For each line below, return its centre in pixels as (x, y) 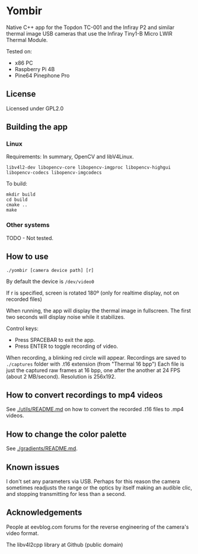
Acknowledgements (44, 513)
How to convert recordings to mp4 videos (84, 395)
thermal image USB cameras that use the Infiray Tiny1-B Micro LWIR (90, 33)
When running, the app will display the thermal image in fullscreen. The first (99, 310)
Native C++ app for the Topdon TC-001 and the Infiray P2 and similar (90, 27)
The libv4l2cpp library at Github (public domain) (65, 545)
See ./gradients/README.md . (42, 449)
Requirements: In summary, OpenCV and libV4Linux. (70, 157)
